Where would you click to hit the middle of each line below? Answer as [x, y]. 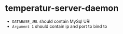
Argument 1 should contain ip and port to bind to [60, 26]
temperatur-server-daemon [62, 8]
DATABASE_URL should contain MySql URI [51, 21]
